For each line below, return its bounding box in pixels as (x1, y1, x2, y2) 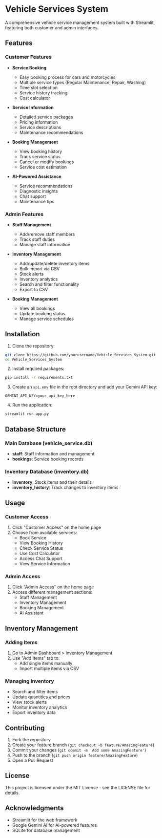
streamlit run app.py (5, 411, 49, 416)
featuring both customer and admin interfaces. (5, 24, 99, 30)
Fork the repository (12, 737, 51, 742)
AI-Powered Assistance (12, 173, 62, 179)
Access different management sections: (12, 589, 93, 595)
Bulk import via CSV (19, 265, 60, 272)
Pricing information (19, 119, 58, 125)
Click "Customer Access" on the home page (12, 524, 101, 530)
